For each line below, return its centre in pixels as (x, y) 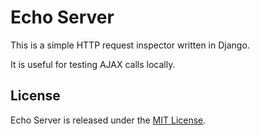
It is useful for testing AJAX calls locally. (93, 64)
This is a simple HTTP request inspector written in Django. (130, 45)
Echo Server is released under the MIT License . (108, 120)
